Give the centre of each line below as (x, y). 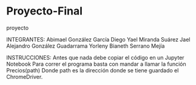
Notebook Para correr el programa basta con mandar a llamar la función (96, 64)
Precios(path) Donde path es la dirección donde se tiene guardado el (93, 70)
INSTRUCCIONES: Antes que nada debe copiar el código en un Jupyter (95, 57)
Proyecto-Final (45, 11)
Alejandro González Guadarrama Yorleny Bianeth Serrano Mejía (86, 46)
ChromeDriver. (25, 77)
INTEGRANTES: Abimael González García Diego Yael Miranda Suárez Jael (98, 39)
